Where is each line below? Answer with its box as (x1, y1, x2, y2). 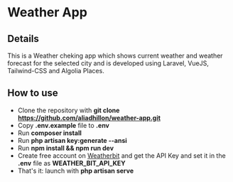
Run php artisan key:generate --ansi (17, 136, 128, 144)
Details (7, 33, 39, 45)
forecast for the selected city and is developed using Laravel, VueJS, (7, 59, 210, 68)
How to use (7, 87, 58, 100)
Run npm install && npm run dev (17, 144, 114, 152)
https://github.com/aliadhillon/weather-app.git (17, 113, 161, 122)
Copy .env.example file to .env (17, 121, 110, 129)
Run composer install (17, 129, 82, 137)
